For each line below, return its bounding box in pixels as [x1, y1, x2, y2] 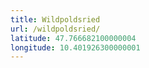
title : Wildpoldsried [10, 14, 101, 25]
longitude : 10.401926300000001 [10, 42, 141, 53]
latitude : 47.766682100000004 [10, 33, 137, 43]
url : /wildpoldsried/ [10, 24, 101, 34]
